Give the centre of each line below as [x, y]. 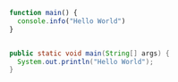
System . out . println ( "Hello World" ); [85, 61]
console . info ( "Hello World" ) [72, 21]
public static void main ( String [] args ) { [89, 53]
